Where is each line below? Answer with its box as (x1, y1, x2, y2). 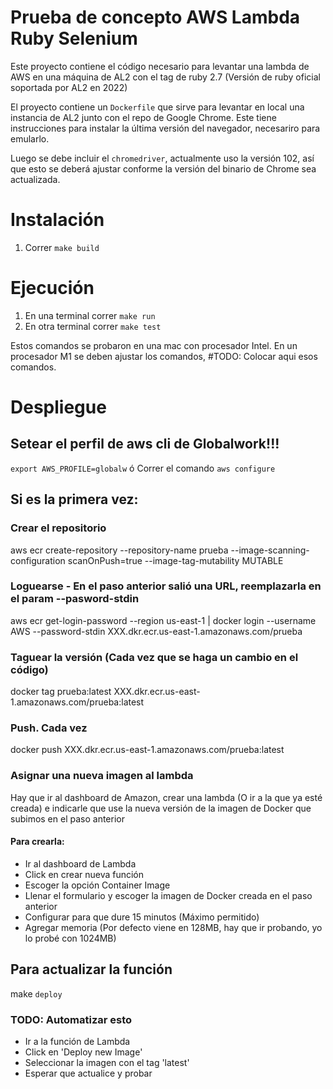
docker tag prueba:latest (10, 686, 112, 698)
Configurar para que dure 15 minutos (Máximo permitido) (24, 911, 260, 923)
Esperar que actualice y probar (24, 1067, 153, 1079)
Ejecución (10, 277, 95, 300)
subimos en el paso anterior (10, 812, 125, 825)
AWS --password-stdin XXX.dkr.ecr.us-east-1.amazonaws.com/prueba (10, 625, 303, 637)
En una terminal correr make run (24, 309, 156, 321)
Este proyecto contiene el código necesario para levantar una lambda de (10, 60, 310, 72)
